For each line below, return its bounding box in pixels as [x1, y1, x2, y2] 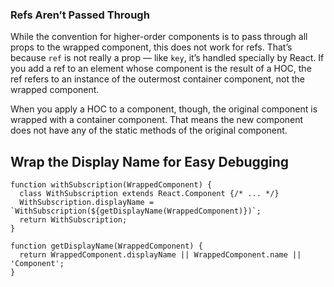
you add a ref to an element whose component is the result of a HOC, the [10, 63, 312, 75]
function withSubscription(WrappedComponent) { [10, 180, 213, 190]
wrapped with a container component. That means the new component [10, 114, 304, 126]
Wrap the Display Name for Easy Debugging [10, 153, 290, 170]
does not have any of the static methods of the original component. [10, 124, 288, 137]
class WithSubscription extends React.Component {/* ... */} [19, 189, 280, 199]
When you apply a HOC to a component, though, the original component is [10, 103, 318, 115]
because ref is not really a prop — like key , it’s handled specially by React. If [10, 52, 325, 64]
